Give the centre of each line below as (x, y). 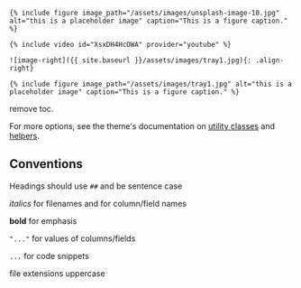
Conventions (46, 164)
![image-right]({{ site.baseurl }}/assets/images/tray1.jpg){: (131, 60)
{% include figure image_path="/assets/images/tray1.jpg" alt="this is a (151, 84)
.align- (269, 60)
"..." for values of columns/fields (73, 238)
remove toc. (32, 109)
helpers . (25, 136)
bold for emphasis (43, 220)
